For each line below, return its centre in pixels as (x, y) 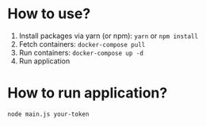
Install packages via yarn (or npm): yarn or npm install (109, 36)
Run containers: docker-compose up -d (81, 52)
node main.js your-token (48, 114)
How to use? (49, 14)
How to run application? (88, 93)
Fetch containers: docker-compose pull (82, 44)
